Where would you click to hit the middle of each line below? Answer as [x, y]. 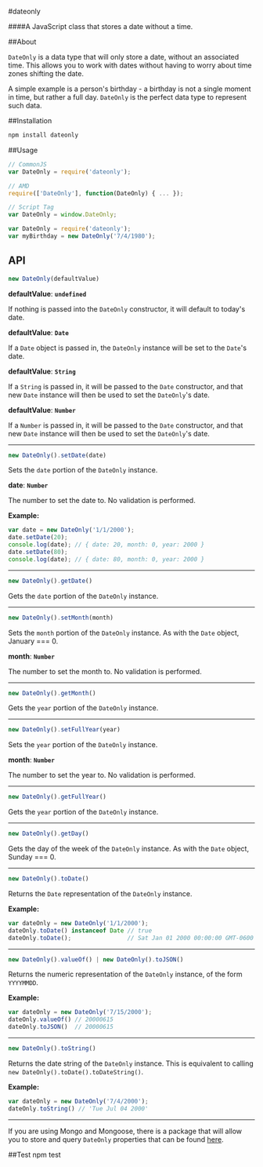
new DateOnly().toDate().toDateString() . [76, 1071]
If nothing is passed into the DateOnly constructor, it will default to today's [127, 308]
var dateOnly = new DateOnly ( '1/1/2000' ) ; [78, 923]
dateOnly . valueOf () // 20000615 [61, 1019]
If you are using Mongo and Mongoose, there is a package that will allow [125, 1131]
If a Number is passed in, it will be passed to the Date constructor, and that [126, 425]
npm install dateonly [43, 135]
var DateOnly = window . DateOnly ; [63, 215]
